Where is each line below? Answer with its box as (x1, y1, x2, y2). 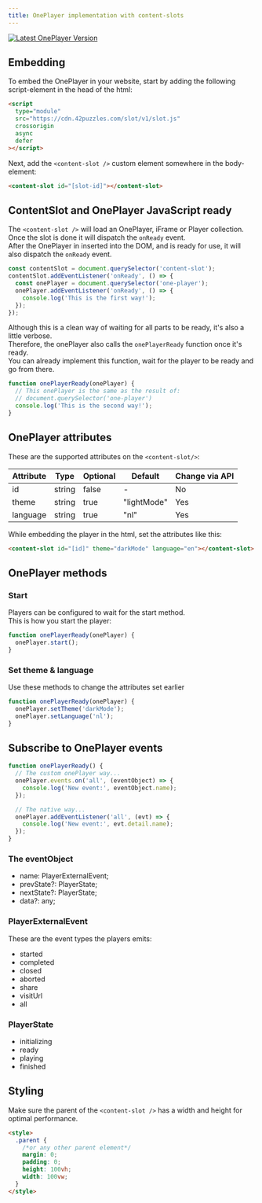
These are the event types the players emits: (8, 933, 152, 944)
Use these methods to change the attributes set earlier (8, 682, 185, 692)
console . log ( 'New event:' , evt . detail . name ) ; (22, 820, 174, 828)
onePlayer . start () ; (15, 638, 79, 646)
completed (19, 957, 55, 967)
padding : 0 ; (22, 1158, 61, 1166)
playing (19, 1054, 44, 1062)
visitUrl (19, 991, 43, 1000)
